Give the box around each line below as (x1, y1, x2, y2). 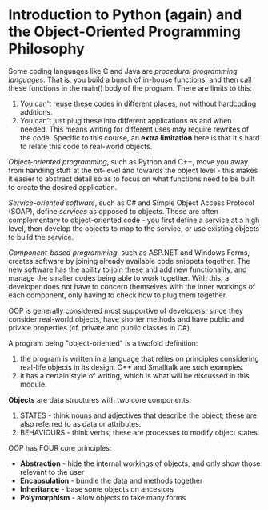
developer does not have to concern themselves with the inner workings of (8, 281, 256, 291)
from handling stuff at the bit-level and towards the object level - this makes (8, 165, 258, 175)
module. (19, 379, 47, 389)
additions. (19, 107, 54, 117)
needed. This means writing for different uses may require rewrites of (19, 124, 250, 134)
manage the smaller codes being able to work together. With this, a (8, 273, 230, 282)
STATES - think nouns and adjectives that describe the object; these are (19, 411, 258, 420)
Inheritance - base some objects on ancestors (19, 484, 174, 494)
